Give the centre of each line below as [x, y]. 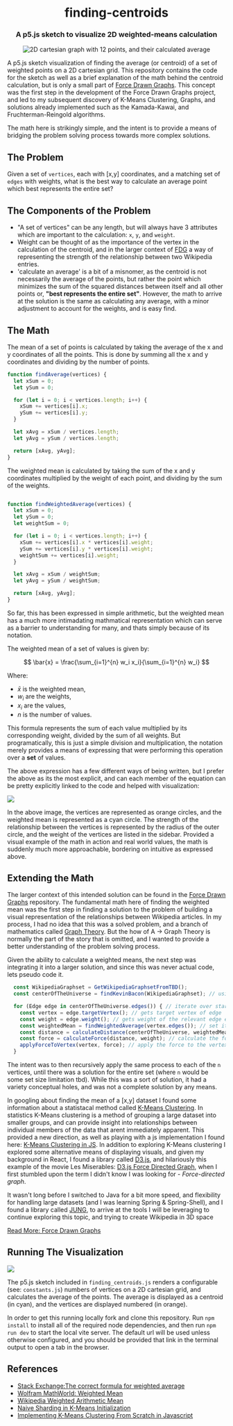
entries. [28, 265]
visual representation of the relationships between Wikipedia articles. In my [114, 917]
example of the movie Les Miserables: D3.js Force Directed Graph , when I [112, 1167]
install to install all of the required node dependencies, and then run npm [112, 1325]
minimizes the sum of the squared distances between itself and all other [120, 287]
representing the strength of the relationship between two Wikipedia [115, 257]
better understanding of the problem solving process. [84, 946]
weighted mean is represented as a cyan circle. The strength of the [103, 819]
